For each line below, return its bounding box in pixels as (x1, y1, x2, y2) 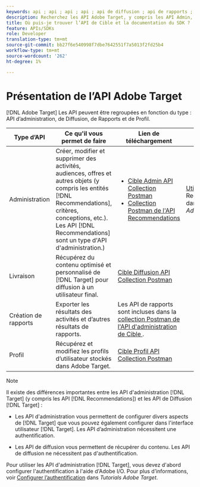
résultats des (55, 308, 92, 316)
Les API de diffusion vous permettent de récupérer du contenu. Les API (14, 444, 190, 451)
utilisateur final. (55, 291, 99, 299)
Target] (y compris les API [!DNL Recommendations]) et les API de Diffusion (6, 395, 192, 402)
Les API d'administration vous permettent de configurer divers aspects (14, 413, 189, 420)
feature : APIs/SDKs (6, 25, 55, 32)
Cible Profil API (117, 347, 160, 355)
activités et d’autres (55, 315, 111, 323)
